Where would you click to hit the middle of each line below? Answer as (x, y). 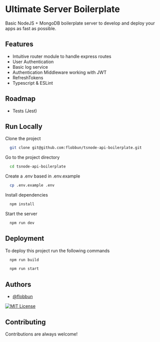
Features (19, 44)
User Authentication (33, 62)
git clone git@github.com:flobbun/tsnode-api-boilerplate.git (76, 148)
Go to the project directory (32, 157)
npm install (22, 204)
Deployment (25, 238)
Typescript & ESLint (33, 83)
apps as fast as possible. (31, 28)
